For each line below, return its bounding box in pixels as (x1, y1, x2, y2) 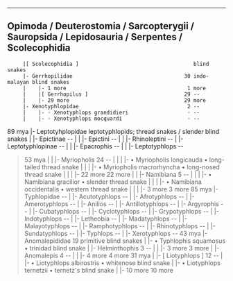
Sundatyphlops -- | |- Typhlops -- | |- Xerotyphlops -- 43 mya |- (24, 229, 208, 237)
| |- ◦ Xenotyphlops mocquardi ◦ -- (22, 115, 200, 122)
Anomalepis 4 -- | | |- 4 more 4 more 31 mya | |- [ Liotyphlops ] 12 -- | (24, 251, 223, 259)
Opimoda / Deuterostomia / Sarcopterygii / (7, 20, 194, 32)
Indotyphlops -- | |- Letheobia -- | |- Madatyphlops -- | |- (24, 214, 187, 223)
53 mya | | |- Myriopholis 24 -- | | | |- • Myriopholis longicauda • (24, 155, 208, 164)
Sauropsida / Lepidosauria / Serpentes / (7, 31, 182, 43)
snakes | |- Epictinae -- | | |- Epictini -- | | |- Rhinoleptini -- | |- (7, 135, 184, 143)
